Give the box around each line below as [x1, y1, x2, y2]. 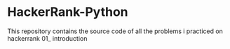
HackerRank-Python [7, 4, 128, 20]
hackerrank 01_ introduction [7, 34, 88, 42]
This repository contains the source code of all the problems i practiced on [7, 27, 223, 35]
